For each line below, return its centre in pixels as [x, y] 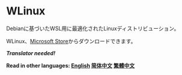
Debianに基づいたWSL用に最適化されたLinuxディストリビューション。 [93, 28]
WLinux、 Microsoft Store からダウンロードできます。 [71, 41]
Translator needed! [31, 53]
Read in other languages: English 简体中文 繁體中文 [71, 65]
